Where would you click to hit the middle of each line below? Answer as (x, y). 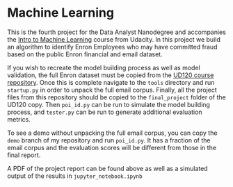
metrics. (19, 119)
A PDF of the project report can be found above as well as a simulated (107, 168)
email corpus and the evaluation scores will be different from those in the (112, 147)
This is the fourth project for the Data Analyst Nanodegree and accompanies (116, 32)
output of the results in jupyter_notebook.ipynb (75, 176)
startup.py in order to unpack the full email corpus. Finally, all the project (112, 90)
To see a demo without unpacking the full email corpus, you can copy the (112, 133)
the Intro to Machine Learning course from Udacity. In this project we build (114, 39)
